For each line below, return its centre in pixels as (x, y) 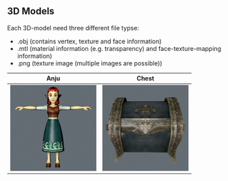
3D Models (31, 11)
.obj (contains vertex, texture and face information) (89, 41)
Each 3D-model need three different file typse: (73, 28)
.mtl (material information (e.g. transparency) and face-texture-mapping (119, 48)
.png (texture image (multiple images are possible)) (90, 63)
